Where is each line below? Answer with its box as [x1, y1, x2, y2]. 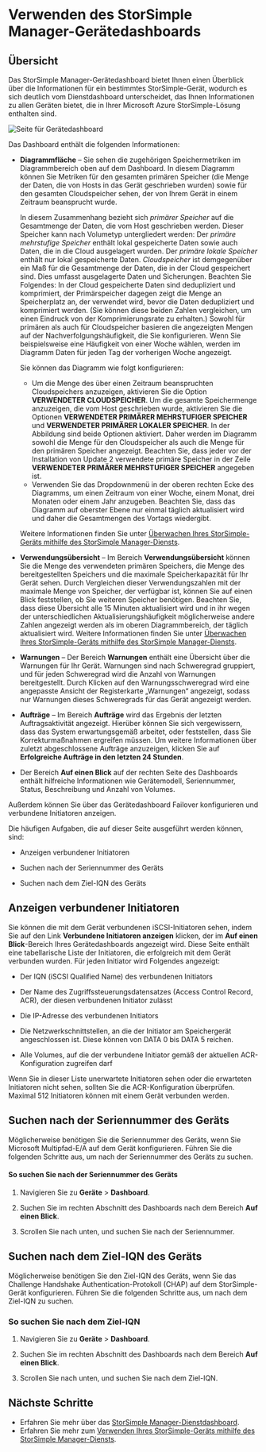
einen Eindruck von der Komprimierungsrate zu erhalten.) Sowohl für [19, 314, 245, 323]
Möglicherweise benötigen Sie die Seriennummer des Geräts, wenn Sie [8, 1134, 241, 1145]
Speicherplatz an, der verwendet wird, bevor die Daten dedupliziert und [19, 297, 255, 307]
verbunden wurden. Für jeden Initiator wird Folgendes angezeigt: [8, 956, 221, 966]
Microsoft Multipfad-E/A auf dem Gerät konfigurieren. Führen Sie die [8, 1143, 233, 1153]
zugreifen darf [66, 1058, 113, 1068]
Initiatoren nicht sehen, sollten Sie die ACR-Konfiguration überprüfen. [8, 1082, 235, 1091]
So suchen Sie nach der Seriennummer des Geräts [8, 1170, 178, 1180]
